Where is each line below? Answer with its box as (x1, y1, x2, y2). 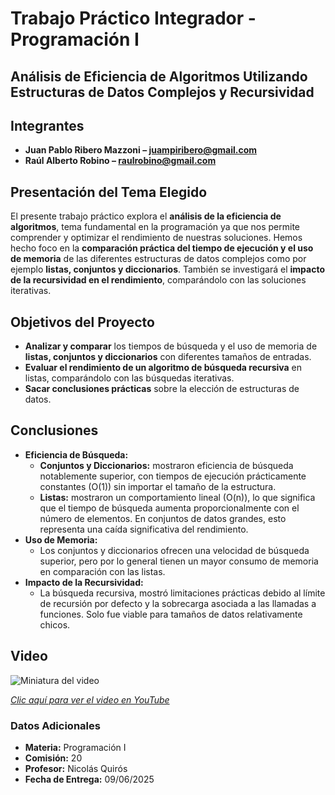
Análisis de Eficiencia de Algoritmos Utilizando (10, 68, 308, 85)
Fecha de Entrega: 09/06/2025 (24, 773, 155, 785)
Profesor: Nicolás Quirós (24, 762, 128, 774)
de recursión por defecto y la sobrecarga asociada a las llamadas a (39, 597, 317, 609)
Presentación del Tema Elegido (10, 183, 208, 201)
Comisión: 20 (24, 752, 83, 764)
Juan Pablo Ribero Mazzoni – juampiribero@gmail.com (24, 144, 258, 156)
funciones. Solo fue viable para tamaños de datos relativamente (39, 608, 303, 620)
